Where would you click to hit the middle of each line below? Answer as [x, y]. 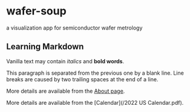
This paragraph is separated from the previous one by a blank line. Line [95, 73]
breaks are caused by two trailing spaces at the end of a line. [82, 79]
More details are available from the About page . [66, 91]
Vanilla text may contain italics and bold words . [65, 61]
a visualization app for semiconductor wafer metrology [74, 28]
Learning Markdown [45, 47]
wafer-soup [36, 11]
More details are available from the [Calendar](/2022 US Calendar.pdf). [95, 102]
